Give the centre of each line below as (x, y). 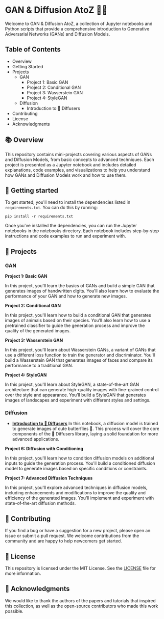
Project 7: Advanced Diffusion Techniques (49, 478)
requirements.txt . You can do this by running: (51, 208)
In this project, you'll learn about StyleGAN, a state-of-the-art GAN (72, 384)
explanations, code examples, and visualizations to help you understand (78, 170)
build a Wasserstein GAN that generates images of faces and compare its (79, 360)
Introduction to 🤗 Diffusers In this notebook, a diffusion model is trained (85, 424)
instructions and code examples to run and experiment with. (66, 236)
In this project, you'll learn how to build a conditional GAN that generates (78, 315)
